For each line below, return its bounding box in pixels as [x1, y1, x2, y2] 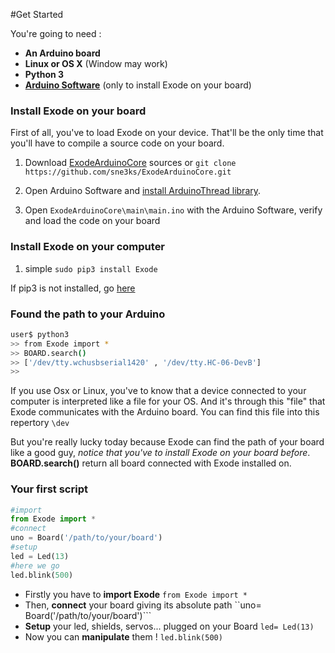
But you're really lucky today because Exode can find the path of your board [10, 436, 325, 448]
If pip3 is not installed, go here [10, 282, 136, 294]
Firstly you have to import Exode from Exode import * [24, 588, 248, 600]
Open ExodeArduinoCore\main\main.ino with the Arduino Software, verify [24, 204, 323, 216]
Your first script [10, 482, 88, 496]
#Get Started [10, 9, 64, 20]
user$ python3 [10, 329, 70, 339]
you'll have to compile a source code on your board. [10, 137, 225, 149]
